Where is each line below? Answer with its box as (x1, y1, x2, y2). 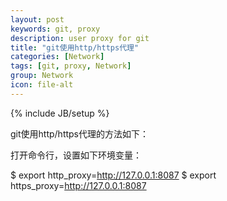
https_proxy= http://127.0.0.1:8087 (10, 179, 147, 191)
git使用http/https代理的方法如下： (10, 127, 150, 140)
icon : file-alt (10, 80, 74, 90)
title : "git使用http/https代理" (10, 42, 140, 53)
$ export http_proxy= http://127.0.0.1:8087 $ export (10, 169, 217, 181)
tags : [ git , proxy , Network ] (10, 61, 132, 71)
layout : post (10, 14, 65, 25)
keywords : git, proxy (10, 24, 101, 34)
